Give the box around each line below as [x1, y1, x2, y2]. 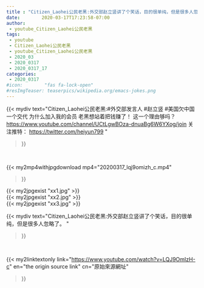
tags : [6, 32, 20, 38]
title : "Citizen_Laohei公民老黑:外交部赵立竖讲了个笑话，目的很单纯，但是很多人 [6, 8, 194, 15]
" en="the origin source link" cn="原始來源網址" [9, 263, 129, 270]
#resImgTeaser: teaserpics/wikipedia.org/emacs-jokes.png [6, 88, 156, 94]
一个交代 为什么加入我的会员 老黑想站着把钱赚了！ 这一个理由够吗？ [6, 113, 176, 120]
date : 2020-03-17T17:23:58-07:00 [6, 15, 110, 21]
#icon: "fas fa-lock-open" [6, 82, 94, 89]
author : [6, 20, 26, 26]
